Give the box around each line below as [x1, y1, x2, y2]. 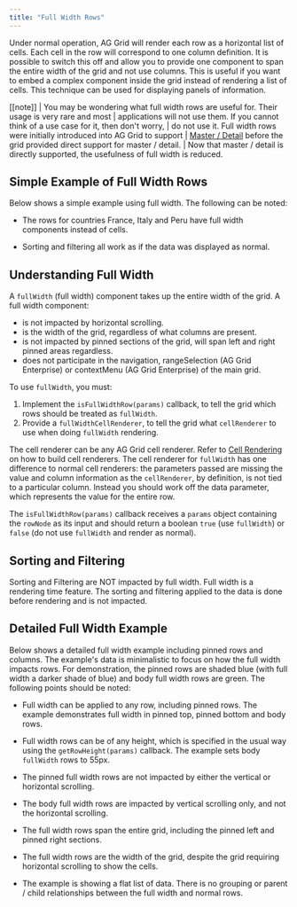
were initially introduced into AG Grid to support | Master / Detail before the [9, 129, 284, 140]
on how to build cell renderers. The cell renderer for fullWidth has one [9, 454, 268, 465]
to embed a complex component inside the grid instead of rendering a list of [9, 74, 287, 85]
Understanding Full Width [9, 267, 154, 282]
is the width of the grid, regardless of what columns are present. [21, 327, 257, 338]
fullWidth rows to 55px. [21, 755, 111, 765]
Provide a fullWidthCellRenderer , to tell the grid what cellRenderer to [21, 418, 277, 428]
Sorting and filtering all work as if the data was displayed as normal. [21, 241, 270, 253]
